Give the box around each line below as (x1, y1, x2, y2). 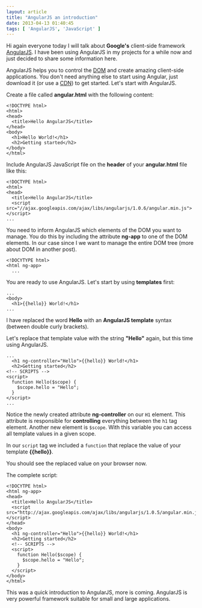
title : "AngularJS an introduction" (6, 14, 98, 21)
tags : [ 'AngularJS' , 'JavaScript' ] (6, 25, 101, 32)
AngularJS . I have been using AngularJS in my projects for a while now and (6, 49, 192, 56)
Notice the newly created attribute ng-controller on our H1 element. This (6, 411, 186, 418)
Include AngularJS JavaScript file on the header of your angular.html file (6, 161, 188, 168)
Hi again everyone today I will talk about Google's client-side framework (6, 42, 185, 49)
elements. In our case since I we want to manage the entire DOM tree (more (6, 239, 194, 247)
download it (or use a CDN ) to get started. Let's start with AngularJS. (6, 80, 177, 87)
